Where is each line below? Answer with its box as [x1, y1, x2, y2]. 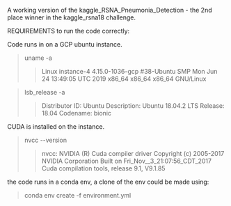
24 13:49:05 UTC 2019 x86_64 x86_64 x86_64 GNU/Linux [41, 74, 207, 83]
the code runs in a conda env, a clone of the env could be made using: [7, 177, 209, 186]
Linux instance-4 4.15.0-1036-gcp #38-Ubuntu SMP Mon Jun [41, 68, 218, 75]
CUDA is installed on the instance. [7, 122, 105, 131]
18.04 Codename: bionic [41, 109, 112, 117]
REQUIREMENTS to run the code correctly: [7, 27, 130, 35]
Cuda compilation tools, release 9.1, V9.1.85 [41, 164, 166, 173]
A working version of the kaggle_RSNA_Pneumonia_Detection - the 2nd [7, 6, 212, 14]
